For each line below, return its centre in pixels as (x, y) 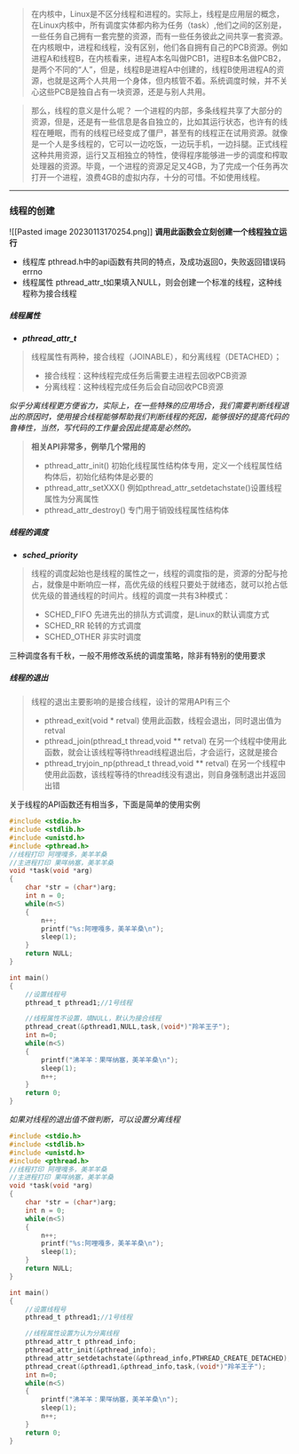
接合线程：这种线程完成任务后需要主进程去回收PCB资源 (145, 376)
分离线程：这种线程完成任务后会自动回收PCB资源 (134, 387)
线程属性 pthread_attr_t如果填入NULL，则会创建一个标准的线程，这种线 (152, 283)
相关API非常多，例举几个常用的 (88, 447)
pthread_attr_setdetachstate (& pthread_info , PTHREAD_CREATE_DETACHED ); (158, 1358)
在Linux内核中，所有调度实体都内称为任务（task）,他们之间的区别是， (158, 25)
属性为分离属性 (71, 499)
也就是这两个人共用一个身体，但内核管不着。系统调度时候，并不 (163, 80)
